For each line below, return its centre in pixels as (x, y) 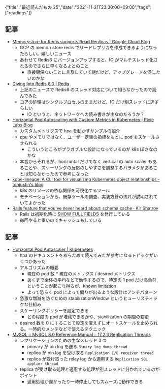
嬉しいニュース (56, 54)
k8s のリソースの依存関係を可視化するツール (65, 190)
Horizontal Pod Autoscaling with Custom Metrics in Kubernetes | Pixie (83, 120)
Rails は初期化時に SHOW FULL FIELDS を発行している (75, 214)
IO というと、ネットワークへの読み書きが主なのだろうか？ (86, 114)
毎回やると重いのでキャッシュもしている (61, 220)
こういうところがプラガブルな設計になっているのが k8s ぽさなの (92, 149)
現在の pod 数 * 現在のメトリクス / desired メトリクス (81, 273)
